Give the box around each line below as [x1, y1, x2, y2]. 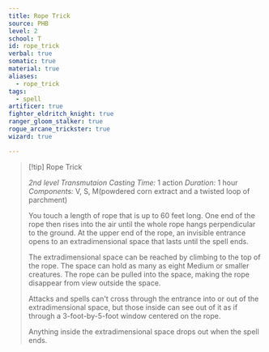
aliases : [8, 72, 38, 80]
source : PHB [8, 19, 49, 28]
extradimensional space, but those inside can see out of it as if [28, 302, 238, 312]
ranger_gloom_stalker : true [8, 118, 104, 126]
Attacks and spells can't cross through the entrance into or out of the [28, 294, 259, 303]
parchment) [28, 195, 68, 204]
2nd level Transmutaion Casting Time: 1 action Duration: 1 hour [28, 178, 238, 187]
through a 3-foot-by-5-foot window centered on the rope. [28, 311, 221, 320]
